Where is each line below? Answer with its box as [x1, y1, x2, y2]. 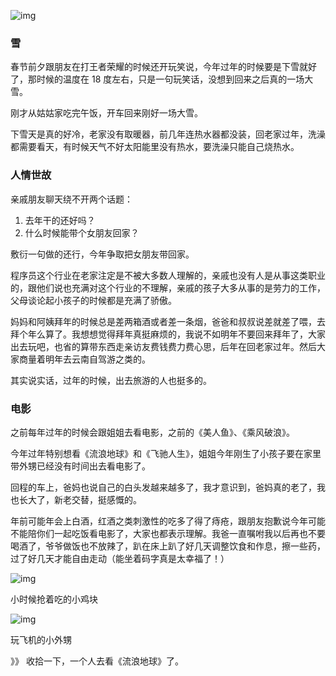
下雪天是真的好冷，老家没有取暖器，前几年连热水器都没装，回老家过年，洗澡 [10, 128, 326, 140]
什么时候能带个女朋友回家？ [24, 226, 140, 239]
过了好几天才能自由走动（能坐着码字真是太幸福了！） [10, 552, 230, 564]
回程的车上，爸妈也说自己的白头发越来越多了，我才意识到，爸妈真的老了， [10, 481, 317, 493]
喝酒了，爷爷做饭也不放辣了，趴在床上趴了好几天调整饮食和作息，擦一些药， [10, 540, 326, 552]
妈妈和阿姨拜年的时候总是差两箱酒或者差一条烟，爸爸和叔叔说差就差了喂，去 [10, 315, 326, 327]
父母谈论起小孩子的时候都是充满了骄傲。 [10, 294, 177, 306]
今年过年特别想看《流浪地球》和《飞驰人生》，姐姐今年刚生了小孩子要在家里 [10, 447, 322, 459]
